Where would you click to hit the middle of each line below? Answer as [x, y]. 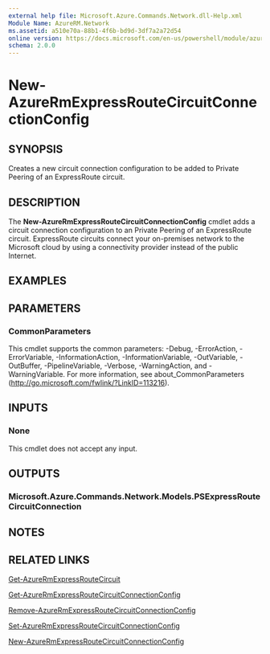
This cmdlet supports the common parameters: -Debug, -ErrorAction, [123, 349]
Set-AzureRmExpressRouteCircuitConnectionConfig [94, 626]
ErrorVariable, [31, 358]
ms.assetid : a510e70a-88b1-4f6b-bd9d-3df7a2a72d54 [95, 31]
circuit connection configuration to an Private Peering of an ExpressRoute [130, 230]
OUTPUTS [34, 474]
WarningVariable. [37, 374]
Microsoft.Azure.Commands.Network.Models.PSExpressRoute [135, 497]
